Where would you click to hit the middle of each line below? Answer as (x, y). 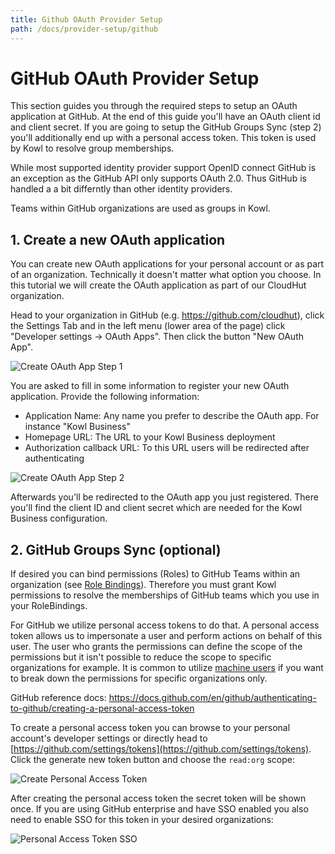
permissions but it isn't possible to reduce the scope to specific (141, 657)
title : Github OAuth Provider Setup (86, 19)
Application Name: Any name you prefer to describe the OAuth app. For (172, 416)
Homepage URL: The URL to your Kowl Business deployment (150, 437)
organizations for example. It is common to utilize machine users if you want (167, 668)
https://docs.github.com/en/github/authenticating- (212, 698)
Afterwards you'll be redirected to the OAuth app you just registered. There (164, 497)
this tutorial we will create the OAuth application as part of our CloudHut (158, 285)
